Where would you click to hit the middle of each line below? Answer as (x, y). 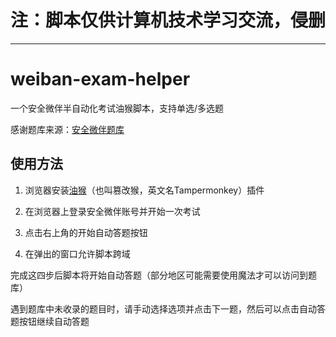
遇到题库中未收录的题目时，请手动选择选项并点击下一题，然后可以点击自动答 (168, 308)
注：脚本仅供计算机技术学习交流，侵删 (168, 20)
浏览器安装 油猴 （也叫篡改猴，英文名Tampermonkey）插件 (144, 190)
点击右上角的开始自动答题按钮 (86, 232)
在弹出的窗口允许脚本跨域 (77, 253)
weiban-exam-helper (100, 79)
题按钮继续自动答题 (50, 321)
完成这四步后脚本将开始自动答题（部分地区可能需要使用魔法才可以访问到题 (163, 275)
